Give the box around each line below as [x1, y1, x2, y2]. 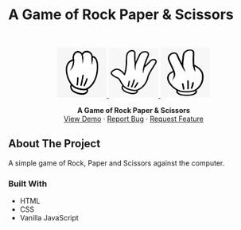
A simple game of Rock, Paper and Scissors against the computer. [8, 158, 225, 168]
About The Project [8, 137, 101, 150]
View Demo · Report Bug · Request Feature [63, 114, 204, 123]
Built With [8, 177, 48, 189]
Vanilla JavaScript [19, 213, 80, 223]
